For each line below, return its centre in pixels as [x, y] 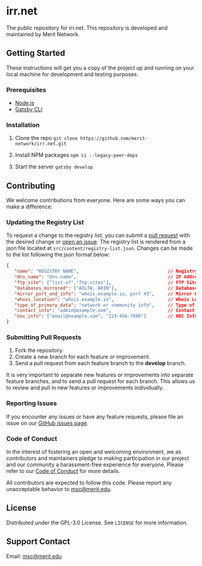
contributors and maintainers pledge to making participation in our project [98, 458]
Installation [23, 125]
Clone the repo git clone [46, 138]
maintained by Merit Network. [43, 34]
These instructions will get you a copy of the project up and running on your [100, 68]
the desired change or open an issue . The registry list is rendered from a [96, 242]
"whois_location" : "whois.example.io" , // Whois [102, 299]
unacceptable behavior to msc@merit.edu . [59, 489]
